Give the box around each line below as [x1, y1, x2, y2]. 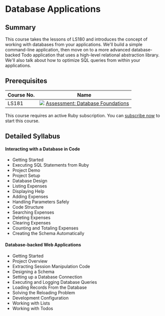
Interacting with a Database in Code [5, 146, 81, 152]
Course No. [7, 91, 35, 98]
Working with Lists [12, 300, 50, 306]
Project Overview [12, 258, 48, 264]
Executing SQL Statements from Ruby [12, 162, 89, 168]
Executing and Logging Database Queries [12, 279, 97, 285]
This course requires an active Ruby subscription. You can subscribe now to [5, 112, 161, 118]
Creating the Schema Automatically [12, 230, 85, 236]
